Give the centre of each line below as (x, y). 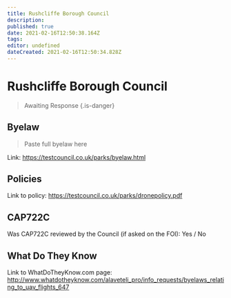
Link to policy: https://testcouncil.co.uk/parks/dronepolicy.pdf (95, 196)
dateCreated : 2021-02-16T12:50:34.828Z (64, 53)
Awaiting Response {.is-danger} (69, 105)
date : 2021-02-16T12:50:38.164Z (53, 33)
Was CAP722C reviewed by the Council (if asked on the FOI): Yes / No (107, 234)
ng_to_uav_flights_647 (38, 287)
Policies (25, 179)
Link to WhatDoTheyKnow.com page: (60, 272)
